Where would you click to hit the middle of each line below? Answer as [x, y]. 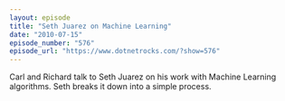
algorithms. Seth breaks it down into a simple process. [110, 87]
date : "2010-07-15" [46, 34]
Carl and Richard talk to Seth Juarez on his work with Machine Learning [143, 77]
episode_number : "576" [52, 43]
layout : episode [40, 18]
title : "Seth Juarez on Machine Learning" [90, 26]
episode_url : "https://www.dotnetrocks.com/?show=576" [115, 51]
